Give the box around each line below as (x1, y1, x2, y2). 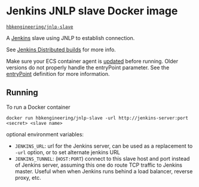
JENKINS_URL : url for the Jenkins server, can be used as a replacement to (14, 142, 193, 149)
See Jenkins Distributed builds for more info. (6, 46, 117, 53)
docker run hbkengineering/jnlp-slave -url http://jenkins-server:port (6, 115, 188, 121)
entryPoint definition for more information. (6, 70, 110, 77)
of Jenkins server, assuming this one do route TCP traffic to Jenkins (14, 161, 182, 168)
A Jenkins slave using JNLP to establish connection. (6, 34, 135, 41)
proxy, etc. (14, 174, 41, 181)
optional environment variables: (6, 130, 84, 138)
